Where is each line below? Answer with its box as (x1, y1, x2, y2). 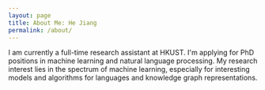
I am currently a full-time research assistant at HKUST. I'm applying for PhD (8, 48, 255, 58)
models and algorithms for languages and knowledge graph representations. (8, 73, 258, 83)
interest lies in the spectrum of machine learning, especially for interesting (8, 65, 251, 74)
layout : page (8, 11, 51, 20)
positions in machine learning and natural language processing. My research (8, 56, 258, 66)
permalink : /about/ (8, 26, 73, 34)
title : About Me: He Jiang (8, 19, 97, 27)
